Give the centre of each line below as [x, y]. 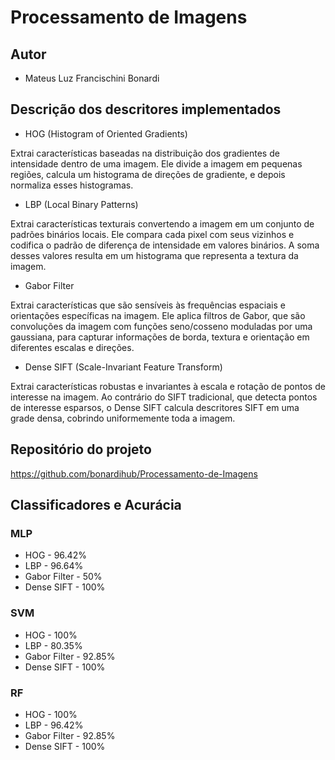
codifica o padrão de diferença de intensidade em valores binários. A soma [165, 245]
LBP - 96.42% [54, 725]
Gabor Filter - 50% [63, 577]
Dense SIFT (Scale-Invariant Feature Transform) [123, 367]
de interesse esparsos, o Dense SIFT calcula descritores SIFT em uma [155, 407]
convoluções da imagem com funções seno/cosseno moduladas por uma [161, 326]
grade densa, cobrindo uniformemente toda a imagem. [123, 418]
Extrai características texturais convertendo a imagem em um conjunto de [162, 223]
